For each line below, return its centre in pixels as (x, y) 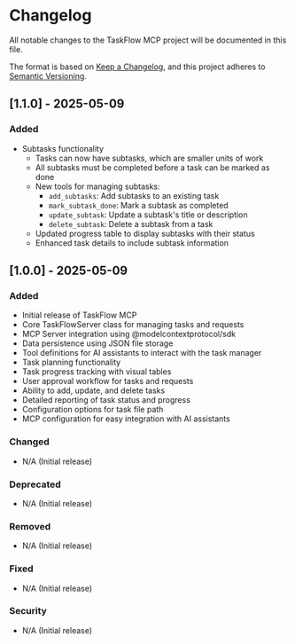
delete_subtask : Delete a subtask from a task (131, 224)
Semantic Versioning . (48, 75)
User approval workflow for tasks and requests (108, 381)
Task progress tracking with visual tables (97, 372)
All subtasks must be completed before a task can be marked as (152, 167)
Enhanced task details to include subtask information (132, 243)
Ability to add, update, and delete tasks (93, 390)
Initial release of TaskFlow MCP (79, 315)
